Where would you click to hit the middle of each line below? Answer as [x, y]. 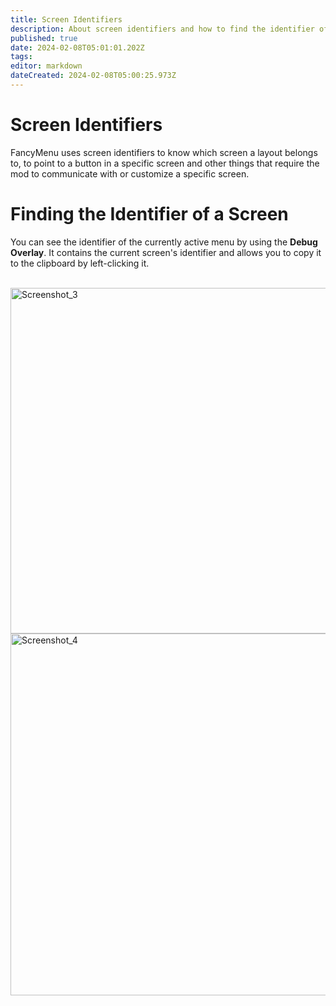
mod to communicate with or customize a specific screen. [130, 173]
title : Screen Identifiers [66, 19]
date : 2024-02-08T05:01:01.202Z [77, 47]
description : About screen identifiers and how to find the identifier [162, 29]
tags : [21, 57]
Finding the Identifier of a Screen [149, 214]
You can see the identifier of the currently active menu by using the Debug [164, 242]
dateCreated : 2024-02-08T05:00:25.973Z [93, 76]
